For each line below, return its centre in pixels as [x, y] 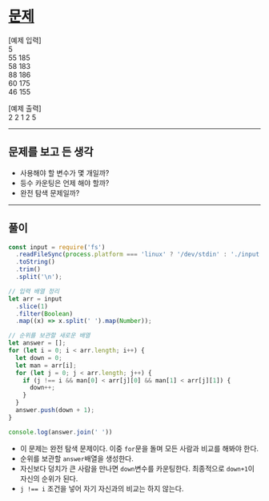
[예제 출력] [25, 108]
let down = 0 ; [39, 358]
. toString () [36, 262]
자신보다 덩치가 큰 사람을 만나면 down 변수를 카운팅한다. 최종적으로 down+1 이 [137, 468]
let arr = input [35, 299]
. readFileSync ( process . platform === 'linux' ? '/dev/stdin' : [121, 255]
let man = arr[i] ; [46, 366]
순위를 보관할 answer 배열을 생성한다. [77, 459]
